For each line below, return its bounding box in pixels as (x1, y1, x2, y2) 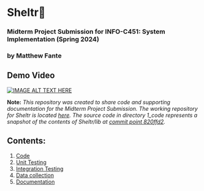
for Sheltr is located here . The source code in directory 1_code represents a (7, 111, 198, 119)
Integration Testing (15, 165, 64, 172)
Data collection (15, 171, 55, 179)
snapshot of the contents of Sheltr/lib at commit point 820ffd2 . (7, 118, 166, 125)
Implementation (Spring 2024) (7, 35, 100, 43)
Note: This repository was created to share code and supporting (7, 98, 171, 106)
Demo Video (7, 70, 55, 81)
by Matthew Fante (7, 51, 62, 60)
